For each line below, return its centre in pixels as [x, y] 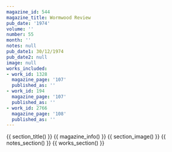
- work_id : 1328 [27, 74]
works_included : [27, 68]
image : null [21, 63]
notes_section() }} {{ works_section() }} [55, 143]
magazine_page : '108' [39, 114]
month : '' [19, 40]
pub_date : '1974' [28, 23]
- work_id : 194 [26, 91]
